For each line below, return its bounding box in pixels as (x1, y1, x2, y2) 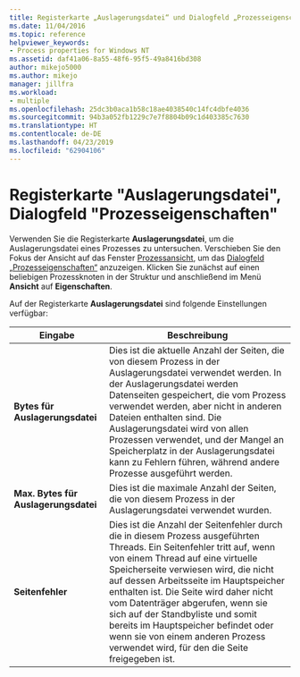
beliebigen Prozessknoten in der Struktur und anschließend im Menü (9, 271, 262, 282)
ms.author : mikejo (9, 72, 78, 80)
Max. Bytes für (13, 487, 78, 499)
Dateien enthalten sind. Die (108, 410, 222, 423)
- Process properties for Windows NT (9, 47, 150, 55)
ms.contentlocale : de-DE (9, 130, 102, 139)
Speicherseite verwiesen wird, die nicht (108, 563, 274, 575)
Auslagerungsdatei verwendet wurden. (108, 504, 272, 516)
